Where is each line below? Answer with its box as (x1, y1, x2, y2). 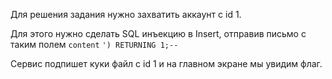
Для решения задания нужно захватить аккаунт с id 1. (10, 9, 242, 20)
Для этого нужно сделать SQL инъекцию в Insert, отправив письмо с (10, 28, 307, 39)
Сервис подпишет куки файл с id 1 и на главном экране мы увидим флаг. (10, 58, 323, 69)
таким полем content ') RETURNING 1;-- (10, 39, 179, 50)
